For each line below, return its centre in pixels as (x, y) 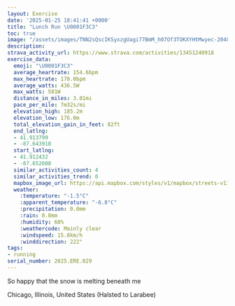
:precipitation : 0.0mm (53, 209)
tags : (15, 248)
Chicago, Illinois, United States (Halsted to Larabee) (81, 294)
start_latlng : (34, 151)
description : (26, 46)
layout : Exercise (33, 14)
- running (22, 255)
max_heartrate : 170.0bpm (50, 79)
